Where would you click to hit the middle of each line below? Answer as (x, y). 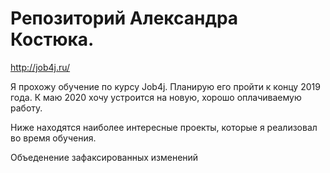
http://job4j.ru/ (40, 67)
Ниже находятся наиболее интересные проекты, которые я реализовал (164, 127)
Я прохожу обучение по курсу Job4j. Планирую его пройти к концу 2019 (165, 86)
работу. (26, 108)
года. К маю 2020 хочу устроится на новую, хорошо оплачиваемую (156, 97)
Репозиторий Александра (124, 18)
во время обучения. (53, 138)
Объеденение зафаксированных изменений (104, 157)
